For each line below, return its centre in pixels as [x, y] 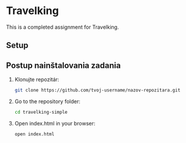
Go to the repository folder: [47, 101]
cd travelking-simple [41, 113]
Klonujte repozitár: [37, 80]
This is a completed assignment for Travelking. [62, 27]
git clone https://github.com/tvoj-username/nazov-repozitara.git [97, 90]
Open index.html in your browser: [55, 123]
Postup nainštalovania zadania [64, 65]
